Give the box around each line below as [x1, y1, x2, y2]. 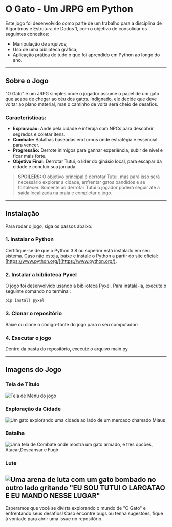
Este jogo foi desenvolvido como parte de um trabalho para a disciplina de [5, 20, 162, 26]
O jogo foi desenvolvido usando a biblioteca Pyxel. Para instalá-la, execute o [5, 282, 167, 289]
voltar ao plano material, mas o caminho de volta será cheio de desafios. [5, 101, 159, 107]
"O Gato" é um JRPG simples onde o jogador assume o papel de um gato [5, 90, 160, 96]
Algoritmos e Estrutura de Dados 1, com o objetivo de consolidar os [5, 25, 147, 31]
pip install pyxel [5, 298, 45, 303]
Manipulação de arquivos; [12, 40, 68, 47]
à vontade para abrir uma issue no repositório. [5, 516, 103, 522]
